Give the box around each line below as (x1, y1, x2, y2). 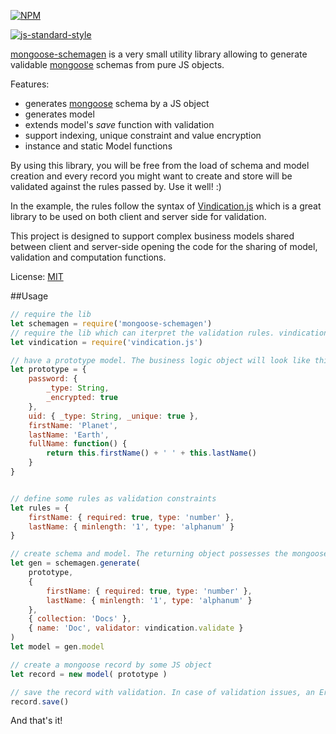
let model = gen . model (10, 642, 105, 652)
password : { (28, 374, 78, 384)
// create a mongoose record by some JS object (10, 660, 213, 670)
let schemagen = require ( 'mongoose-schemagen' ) (10, 318, 213, 329)
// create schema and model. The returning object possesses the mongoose (10, 549, 329, 559)
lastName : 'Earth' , (28, 430, 110, 440)
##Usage (10, 290, 49, 302)
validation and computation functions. (10, 251, 167, 263)
